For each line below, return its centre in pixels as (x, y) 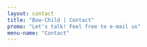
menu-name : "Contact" (38, 33)
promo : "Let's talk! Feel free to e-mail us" (74, 26)
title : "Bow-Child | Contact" (51, 20)
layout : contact (31, 13)
